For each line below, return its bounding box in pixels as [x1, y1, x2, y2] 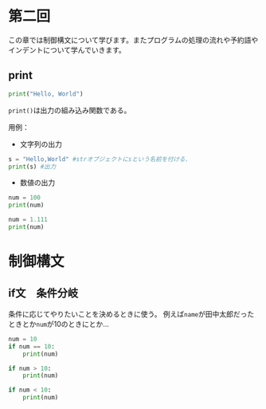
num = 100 [8, 194, 41, 202]
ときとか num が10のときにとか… [8, 319, 110, 328]
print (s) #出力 [8, 163, 57, 171]
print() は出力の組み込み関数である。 [8, 105, 131, 115]
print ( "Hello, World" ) [8, 89, 84, 98]
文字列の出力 [19, 139, 62, 148]
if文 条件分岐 [8, 286, 79, 300]
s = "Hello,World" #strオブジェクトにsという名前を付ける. [8, 155, 190, 163]
